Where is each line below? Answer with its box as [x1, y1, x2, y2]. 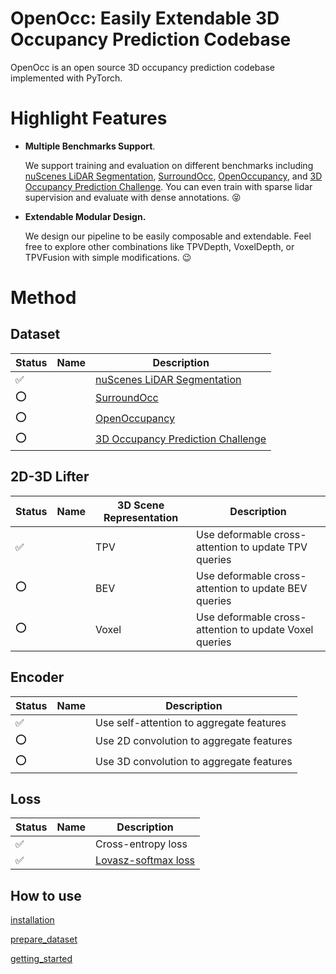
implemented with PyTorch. [10, 72, 123, 84]
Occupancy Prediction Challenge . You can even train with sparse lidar [24, 180, 313, 192]
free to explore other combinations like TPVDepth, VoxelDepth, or [24, 240, 295, 252]
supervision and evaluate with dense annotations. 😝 [24, 191, 242, 203]
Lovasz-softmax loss [95, 853, 196, 867]
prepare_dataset [10, 933, 78, 946]
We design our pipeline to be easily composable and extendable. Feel [24, 230, 312, 242]
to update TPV [239, 540, 308, 554]
